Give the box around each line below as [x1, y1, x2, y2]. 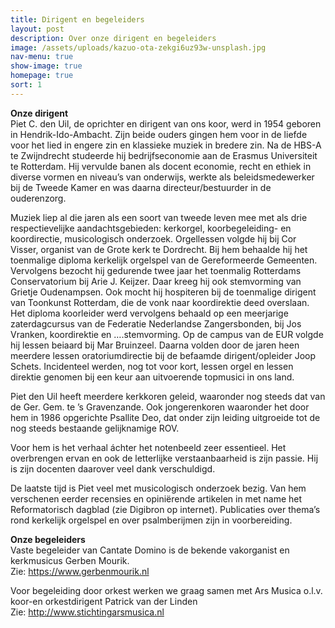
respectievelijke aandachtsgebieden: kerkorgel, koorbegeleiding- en [10, 222, 292, 234]
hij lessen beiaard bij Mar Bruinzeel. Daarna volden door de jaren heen [10, 339, 300, 351]
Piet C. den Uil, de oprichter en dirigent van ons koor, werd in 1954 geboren [10, 117, 322, 130]
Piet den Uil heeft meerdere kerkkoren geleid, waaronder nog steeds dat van [10, 390, 326, 402]
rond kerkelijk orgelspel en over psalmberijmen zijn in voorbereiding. [10, 514, 293, 526]
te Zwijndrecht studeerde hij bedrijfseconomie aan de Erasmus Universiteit [10, 149, 318, 161]
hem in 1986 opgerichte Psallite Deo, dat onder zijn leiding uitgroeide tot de [10, 411, 321, 423]
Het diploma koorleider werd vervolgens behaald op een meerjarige [10, 307, 289, 319]
